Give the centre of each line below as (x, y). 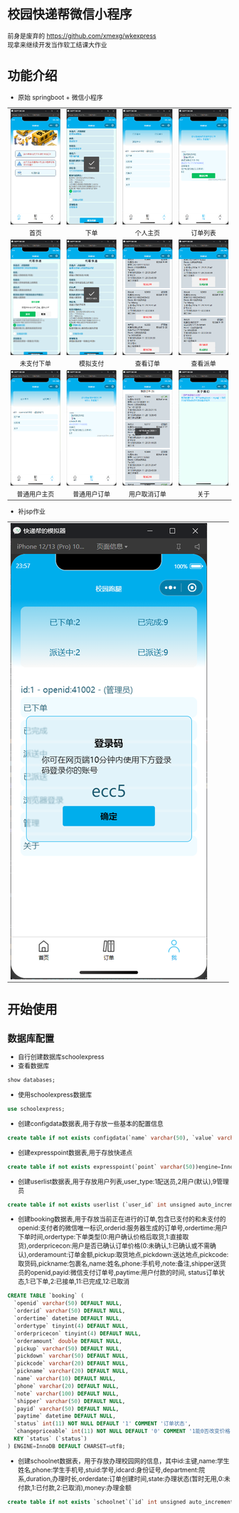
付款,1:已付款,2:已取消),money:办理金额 (74, 1487)
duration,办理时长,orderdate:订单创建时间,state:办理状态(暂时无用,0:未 (128, 1478)
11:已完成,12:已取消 (103, 1281)
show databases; (31, 1080)
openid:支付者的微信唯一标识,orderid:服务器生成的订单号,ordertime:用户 (122, 1228)
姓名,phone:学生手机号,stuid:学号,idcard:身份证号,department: (108, 1470)
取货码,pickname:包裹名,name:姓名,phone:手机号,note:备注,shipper (116, 1263)
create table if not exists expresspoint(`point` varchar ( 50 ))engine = (114, 1166)
